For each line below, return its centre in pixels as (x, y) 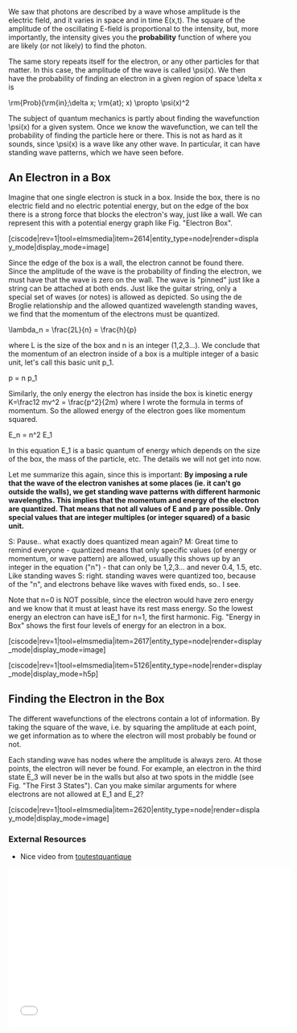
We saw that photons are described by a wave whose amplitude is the (124, 12)
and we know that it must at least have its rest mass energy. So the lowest (131, 608)
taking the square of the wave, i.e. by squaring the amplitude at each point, (133, 727)
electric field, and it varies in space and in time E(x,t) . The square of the (127, 20)
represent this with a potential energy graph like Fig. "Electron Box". (121, 223)
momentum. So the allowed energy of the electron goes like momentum (127, 411)
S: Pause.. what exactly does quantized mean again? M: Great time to (124, 541)
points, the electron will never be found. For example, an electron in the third (135, 768)
